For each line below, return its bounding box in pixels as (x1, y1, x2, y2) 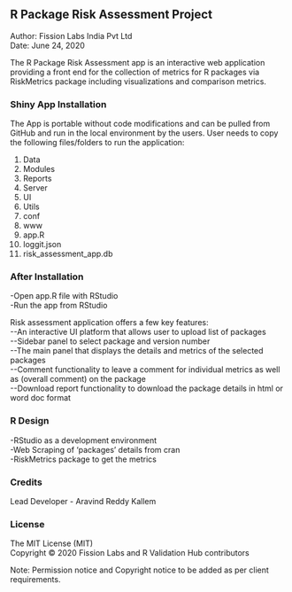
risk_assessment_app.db (22, 248, 113, 260)
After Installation (10, 270, 84, 283)
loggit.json (22, 239, 62, 250)
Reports (22, 173, 52, 184)
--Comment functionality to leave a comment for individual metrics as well (10, 364, 280, 375)
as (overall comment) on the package (10, 374, 147, 385)
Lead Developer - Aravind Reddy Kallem (10, 496, 157, 506)
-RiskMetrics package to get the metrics (10, 454, 158, 464)
